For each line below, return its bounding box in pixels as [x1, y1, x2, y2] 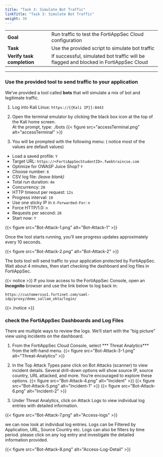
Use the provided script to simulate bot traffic [51, 45, 155, 51]
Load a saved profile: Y [12, 153, 58, 159]
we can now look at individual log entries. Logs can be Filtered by [5, 421, 136, 427]
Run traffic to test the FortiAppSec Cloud [51, 31, 144, 38]
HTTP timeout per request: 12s [12, 189, 74, 195]
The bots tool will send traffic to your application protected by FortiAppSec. [5, 258, 156, 264]
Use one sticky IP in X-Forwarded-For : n [12, 200, 91, 205]
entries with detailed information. [12, 403, 79, 408]
